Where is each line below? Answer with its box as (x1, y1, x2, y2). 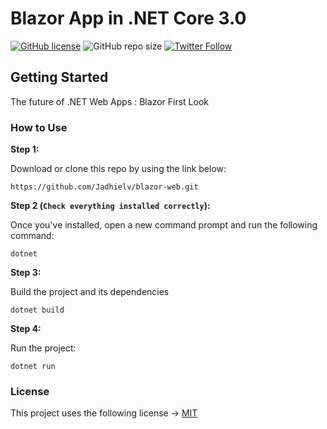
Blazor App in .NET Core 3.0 (10, 7, 247, 30)
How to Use (10, 120, 68, 134)
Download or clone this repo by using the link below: (10, 163, 227, 175)
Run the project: (10, 342, 77, 354)
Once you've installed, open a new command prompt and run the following (10, 219, 318, 231)
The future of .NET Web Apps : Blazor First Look (10, 95, 209, 107)
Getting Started (10, 69, 109, 86)
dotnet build (10, 305, 65, 316)
